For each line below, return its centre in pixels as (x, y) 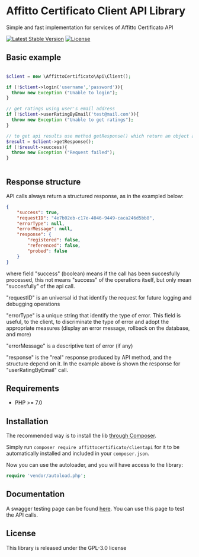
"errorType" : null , (41, 224)
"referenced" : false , (54, 246)
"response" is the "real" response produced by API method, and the (89, 357)
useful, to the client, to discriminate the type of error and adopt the (88, 322)
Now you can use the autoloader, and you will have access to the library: (95, 465)
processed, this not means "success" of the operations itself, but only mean (99, 279)
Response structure (44, 182)
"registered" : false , (54, 240)
